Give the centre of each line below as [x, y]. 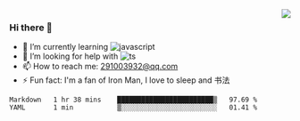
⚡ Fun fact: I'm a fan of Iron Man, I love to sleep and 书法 [126, 80]
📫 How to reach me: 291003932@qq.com [100, 67]
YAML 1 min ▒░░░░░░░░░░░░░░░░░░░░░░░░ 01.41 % [133, 108]
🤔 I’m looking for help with [70, 56]
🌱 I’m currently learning [65, 47]
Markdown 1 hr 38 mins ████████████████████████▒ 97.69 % [133, 100]
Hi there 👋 [31, 28]
